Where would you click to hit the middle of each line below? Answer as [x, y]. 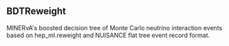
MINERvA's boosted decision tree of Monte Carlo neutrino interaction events [115, 27]
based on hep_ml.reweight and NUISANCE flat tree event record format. [108, 35]
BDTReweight [36, 11]
